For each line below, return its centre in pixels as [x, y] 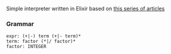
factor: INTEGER [26, 47]
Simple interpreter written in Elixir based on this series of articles [85, 9]
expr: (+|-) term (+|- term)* [44, 36]
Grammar [20, 24]
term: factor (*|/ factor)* [41, 42]
